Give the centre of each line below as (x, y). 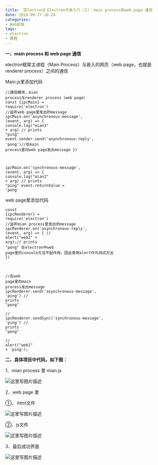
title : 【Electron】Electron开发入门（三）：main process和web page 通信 (79, 10)
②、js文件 (17, 425)
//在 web (13, 276)
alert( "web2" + (21, 237)
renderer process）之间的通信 (37, 71)
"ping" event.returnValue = (35, 185)
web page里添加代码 (27, 200)
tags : (11, 29)
